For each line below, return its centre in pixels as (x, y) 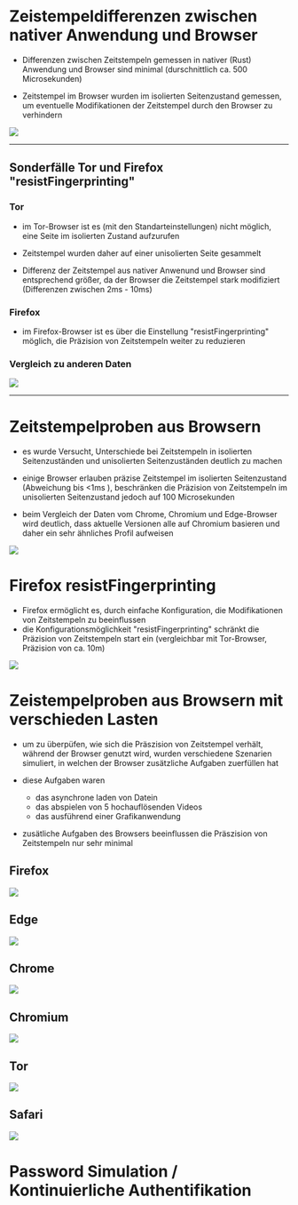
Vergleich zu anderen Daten (71, 363)
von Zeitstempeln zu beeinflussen (84, 620)
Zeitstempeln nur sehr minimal (77, 843)
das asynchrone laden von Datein (96, 798)
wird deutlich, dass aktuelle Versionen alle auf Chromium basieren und (151, 524)
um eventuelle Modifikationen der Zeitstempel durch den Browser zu (147, 105)
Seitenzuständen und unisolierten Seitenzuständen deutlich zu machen (152, 461)
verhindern (42, 115)
